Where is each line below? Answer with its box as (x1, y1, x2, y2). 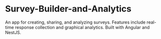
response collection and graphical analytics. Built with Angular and (15, 24, 150, 30)
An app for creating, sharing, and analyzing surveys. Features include (5, 19, 146, 25)
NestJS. (5, 29, 21, 35)
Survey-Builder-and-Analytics (5, 3, 132, 14)
